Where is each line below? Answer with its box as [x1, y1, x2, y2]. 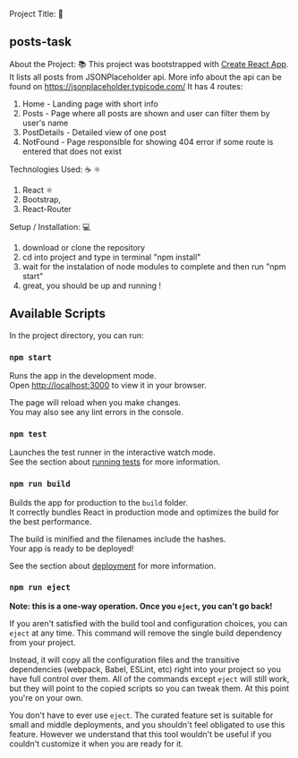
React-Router [21, 203, 72, 214]
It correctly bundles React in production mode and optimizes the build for [9, 507, 279, 517]
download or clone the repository [21, 242, 146, 252]
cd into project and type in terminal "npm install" [21, 251, 201, 262]
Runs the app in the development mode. [9, 370, 157, 380]
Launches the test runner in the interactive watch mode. [9, 447, 217, 458]
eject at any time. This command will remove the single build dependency [9, 627, 283, 638]
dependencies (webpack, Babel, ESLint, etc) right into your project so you [9, 663, 282, 675]
